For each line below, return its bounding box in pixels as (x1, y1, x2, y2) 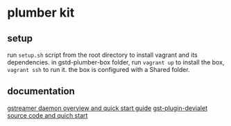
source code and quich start (7, 111, 88, 119)
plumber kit (7, 5, 75, 21)
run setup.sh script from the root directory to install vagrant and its (7, 51, 198, 59)
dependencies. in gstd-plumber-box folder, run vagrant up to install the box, (7, 58, 225, 66)
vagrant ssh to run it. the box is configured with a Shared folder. (7, 66, 190, 73)
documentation (7, 85, 75, 98)
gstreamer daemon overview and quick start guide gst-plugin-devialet (7, 104, 208, 112)
